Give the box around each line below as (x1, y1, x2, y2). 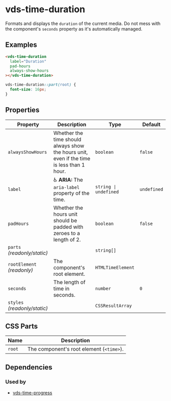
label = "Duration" (10, 59, 47, 64)
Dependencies (5, 363, 52, 371)
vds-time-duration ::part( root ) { (5, 82, 76, 88)
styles (8, 299, 24, 305)
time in (53, 285, 70, 292)
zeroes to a (53, 230, 80, 237)
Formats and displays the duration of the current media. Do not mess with (5, 20, 161, 26)
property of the (53, 189, 90, 196)
